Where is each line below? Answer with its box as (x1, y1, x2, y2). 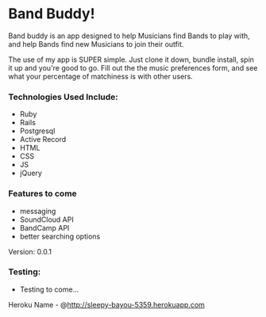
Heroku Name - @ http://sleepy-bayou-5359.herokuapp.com (8, 300, 205, 309)
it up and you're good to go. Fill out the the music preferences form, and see (8, 63, 258, 72)
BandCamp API (19, 223, 70, 232)
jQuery (19, 168, 42, 178)
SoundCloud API (19, 215, 74, 224)
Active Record (19, 135, 67, 144)
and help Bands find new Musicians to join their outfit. (8, 39, 184, 48)
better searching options (19, 231, 101, 241)
